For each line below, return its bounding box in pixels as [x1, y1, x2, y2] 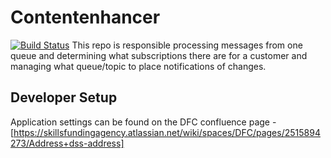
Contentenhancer [10, 6, 161, 29]
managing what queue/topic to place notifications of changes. [10, 60, 267, 72]
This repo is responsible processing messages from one [71, 39, 303, 51]
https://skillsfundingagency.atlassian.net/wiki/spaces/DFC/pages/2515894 [13, 126, 321, 138]
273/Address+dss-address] [10, 137, 125, 149]
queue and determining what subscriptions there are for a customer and [10, 49, 308, 61]
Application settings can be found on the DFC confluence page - [10, 116, 277, 128]
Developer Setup [10, 89, 118, 106]
